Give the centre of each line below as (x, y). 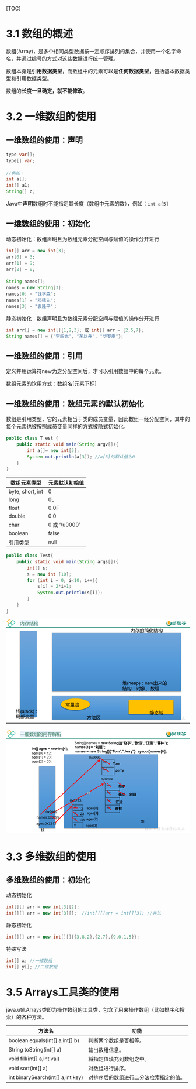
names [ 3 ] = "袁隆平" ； (32, 306)
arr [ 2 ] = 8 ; (20, 269)
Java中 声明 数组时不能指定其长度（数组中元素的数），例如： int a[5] (87, 204)
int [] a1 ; (18, 186)
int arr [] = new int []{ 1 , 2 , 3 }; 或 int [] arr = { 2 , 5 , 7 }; (75, 330)
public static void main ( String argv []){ (67, 444)
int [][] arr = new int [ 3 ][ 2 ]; (43, 907)
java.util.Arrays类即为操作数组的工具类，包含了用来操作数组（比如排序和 (93, 1009)
